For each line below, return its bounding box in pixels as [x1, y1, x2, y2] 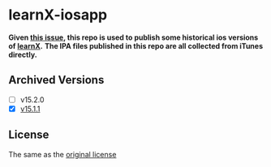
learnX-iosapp [8, 6, 108, 24]
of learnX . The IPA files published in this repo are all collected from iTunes [8, 41, 264, 50]
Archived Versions [8, 73, 105, 87]
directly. [8, 49, 38, 59]
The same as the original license [8, 149, 117, 159]
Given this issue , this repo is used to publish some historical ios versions [8, 32, 259, 42]
